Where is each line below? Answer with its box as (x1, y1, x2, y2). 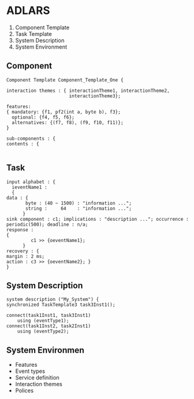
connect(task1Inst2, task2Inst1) (6, 323, 91, 329)
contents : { (6, 141, 40, 147)
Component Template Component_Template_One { (6, 77, 123, 83)
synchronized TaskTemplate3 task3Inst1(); (6, 302, 116, 308)
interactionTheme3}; (69, 92, 121, 99)
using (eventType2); (17, 328, 69, 335)
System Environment (15, 43, 68, 50)
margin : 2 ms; (6, 253, 45, 259)
